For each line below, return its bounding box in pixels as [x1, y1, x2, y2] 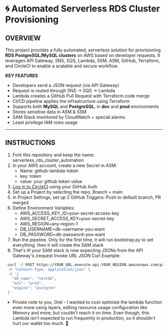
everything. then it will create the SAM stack [12, 242, 104, 248]
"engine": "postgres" [11, 286, 57, 291]
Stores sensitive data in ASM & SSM [12, 109, 86, 115]
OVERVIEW [5, 33, 41, 42]
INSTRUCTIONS [5, 138, 56, 147]
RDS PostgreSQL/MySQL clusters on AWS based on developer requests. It [5, 52, 160, 58]
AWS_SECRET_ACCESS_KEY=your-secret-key [19, 215, 114, 221]
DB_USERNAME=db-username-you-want [19, 226, 105, 232]
